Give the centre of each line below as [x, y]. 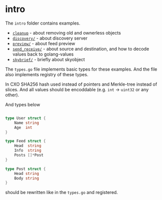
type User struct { [26, 118]
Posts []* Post [29, 155]
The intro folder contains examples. [43, 23]
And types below [23, 104]
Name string [27, 123]
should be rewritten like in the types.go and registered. [62, 192]
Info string [28, 151]
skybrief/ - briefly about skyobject [49, 59]
